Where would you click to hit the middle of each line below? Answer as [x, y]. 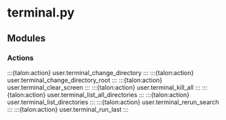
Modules [27, 38]
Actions [21, 58]
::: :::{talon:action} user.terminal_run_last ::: [68, 109]
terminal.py [41, 13]
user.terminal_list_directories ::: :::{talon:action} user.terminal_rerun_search [113, 102]
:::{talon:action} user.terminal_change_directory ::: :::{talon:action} [101, 72]
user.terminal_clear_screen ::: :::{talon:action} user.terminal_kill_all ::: [104, 87]
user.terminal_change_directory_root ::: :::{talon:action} [85, 80]
